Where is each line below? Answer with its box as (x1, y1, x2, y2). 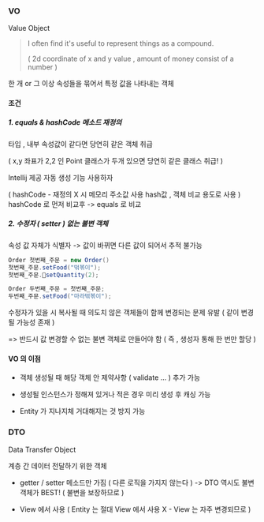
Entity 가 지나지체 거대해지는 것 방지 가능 (19, 407, 146, 416)
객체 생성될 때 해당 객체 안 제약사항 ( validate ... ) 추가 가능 (19, 373, 201, 382)
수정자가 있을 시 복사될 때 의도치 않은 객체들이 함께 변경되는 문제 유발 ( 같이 (8, 308, 240, 317)
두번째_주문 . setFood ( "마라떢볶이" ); (8, 292, 112, 301)
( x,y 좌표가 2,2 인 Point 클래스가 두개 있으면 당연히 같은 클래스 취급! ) (8, 156, 223, 165)
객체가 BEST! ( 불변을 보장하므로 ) (19, 487, 125, 497)
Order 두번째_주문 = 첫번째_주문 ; (8, 285, 105, 293)
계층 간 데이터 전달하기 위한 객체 (8, 460, 108, 471)
